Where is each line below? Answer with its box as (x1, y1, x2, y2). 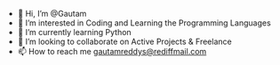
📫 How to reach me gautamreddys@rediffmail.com (17, 47, 207, 56)
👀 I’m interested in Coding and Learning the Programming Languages (17, 18, 271, 28)
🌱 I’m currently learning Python (17, 27, 132, 37)
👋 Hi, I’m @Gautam (17, 9, 87, 18)
